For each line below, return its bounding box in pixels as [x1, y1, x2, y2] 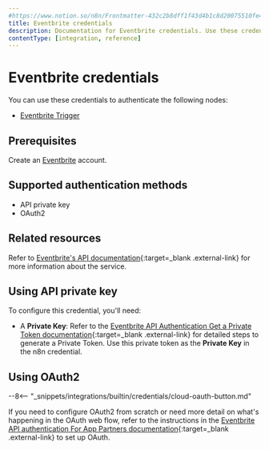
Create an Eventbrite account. [8, 156, 107, 164]
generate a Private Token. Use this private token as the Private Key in [19, 339, 250, 348]
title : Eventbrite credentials [8, 19, 113, 27]
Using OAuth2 [8, 370, 80, 383]
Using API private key [8, 285, 118, 298]
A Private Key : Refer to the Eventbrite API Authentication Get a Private [19, 322, 252, 331]
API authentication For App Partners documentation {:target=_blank [8, 424, 230, 434]
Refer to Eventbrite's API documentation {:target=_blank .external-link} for [8, 253, 251, 262]
